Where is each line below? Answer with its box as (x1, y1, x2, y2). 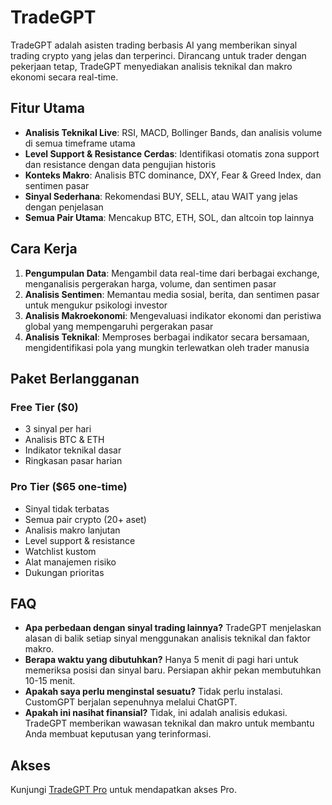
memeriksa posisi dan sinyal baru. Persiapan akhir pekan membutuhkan (24, 664, 322, 676)
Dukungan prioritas (24, 566, 105, 578)
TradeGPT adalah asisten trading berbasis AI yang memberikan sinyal (10, 39, 298, 51)
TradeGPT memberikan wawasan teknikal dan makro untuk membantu (24, 717, 315, 730)
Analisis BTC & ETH (24, 434, 105, 446)
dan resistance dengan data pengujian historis (24, 158, 217, 170)
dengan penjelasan (24, 201, 104, 213)
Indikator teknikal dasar (24, 444, 122, 456)
